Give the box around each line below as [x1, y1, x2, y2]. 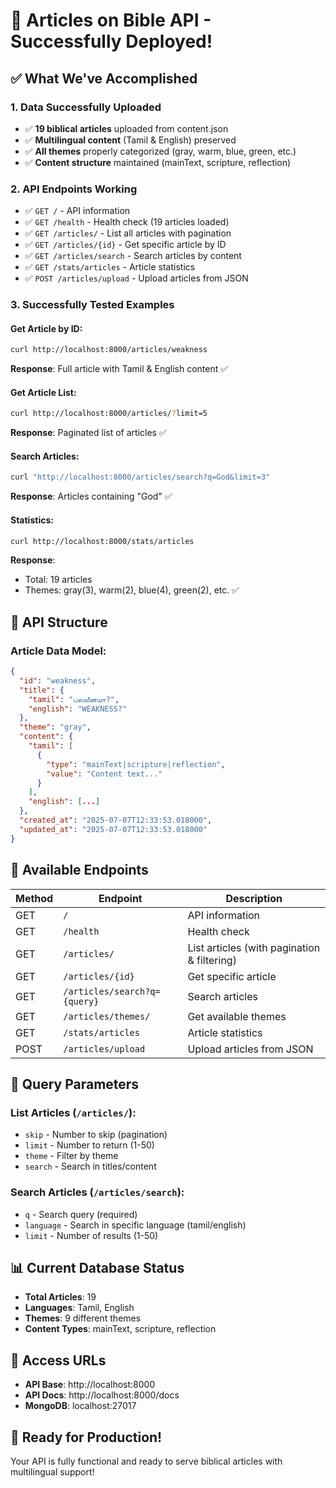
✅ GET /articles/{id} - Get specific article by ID [24, 239, 227, 251]
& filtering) [187, 953, 237, 967]
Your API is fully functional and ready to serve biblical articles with [10, 1455, 283, 1467]
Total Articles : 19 [24, 1291, 97, 1303]
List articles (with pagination [187, 940, 321, 954]
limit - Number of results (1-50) [24, 1229, 159, 1241]
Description [225, 891, 283, 905]
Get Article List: [10, 386, 77, 398]
